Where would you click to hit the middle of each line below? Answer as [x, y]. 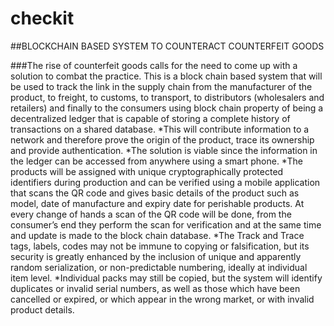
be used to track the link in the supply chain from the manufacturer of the [161, 86]
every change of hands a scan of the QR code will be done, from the [151, 214]
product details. [42, 309]
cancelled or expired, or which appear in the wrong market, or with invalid [162, 299]
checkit [42, 18]
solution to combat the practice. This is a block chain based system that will [166, 76]
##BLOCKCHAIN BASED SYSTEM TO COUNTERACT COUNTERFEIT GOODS [167, 46]
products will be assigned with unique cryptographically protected [147, 171]
